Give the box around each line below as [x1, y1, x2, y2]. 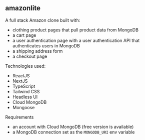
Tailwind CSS [12, 88, 40, 94]
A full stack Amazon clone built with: [5, 17, 80, 23]
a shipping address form [12, 48, 63, 54]
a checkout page [12, 53, 47, 59]
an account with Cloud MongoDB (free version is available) [12, 124, 134, 130]
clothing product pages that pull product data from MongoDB [12, 27, 139, 33]
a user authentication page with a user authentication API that [12, 37, 140, 43]
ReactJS [12, 72, 30, 79]
